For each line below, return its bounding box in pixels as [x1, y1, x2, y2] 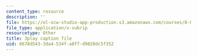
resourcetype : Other [6, 30, 57, 36]
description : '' [6, 14, 46, 20]
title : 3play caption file [6, 36, 72, 41]
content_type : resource [6, 8, 64, 15]
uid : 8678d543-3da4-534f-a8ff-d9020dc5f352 [6, 41, 114, 47]
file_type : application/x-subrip [6, 24, 88, 31]
